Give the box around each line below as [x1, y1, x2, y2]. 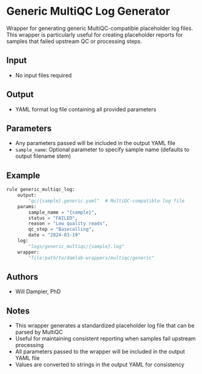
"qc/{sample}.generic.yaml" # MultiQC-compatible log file [28, 198, 185, 204]
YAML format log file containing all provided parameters [15, 105, 157, 113]
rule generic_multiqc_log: [6, 187, 75, 193]
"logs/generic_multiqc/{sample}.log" [28, 243, 124, 249]
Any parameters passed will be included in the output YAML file [15, 140, 176, 147]
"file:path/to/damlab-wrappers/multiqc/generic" [28, 255, 155, 261]
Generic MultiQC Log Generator [6, 4, 170, 18]
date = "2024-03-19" [28, 232, 81, 238]
